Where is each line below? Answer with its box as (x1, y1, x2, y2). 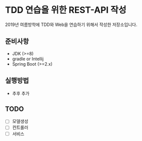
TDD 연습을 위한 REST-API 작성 (5, 4, 126, 16)
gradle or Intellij (12, 56, 44, 62)
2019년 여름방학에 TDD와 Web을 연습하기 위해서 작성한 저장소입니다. (5, 22, 138, 27)
